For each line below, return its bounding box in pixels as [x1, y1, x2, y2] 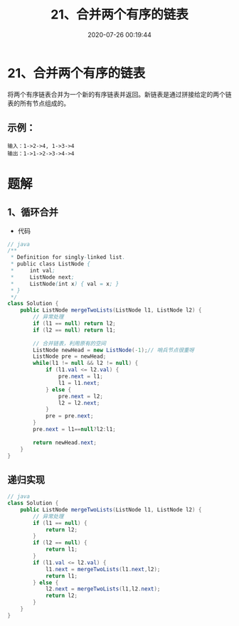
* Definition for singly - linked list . [10, 254, 126, 261]
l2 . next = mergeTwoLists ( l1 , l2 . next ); [45, 585, 161, 593]
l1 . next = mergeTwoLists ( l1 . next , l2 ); [45, 566, 161, 573]
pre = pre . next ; [45, 413, 94, 420]
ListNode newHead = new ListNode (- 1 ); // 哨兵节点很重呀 [33, 346, 194, 354]
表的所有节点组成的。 [7, 99, 70, 107]
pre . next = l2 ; [58, 393, 103, 400]
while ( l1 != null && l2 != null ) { [33, 360, 139, 367]
